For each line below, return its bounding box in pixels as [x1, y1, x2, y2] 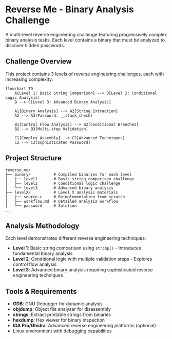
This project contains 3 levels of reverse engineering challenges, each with [5, 71, 164, 77]
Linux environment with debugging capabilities [12, 328, 112, 334]
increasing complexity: [5, 76, 53, 82]
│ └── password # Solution [5, 203, 77, 208]
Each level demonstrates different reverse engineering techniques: [5, 235, 146, 241]
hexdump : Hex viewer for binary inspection [12, 317, 105, 323]
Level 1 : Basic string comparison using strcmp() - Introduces [12, 245, 141, 251]
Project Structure [5, 154, 62, 162]
